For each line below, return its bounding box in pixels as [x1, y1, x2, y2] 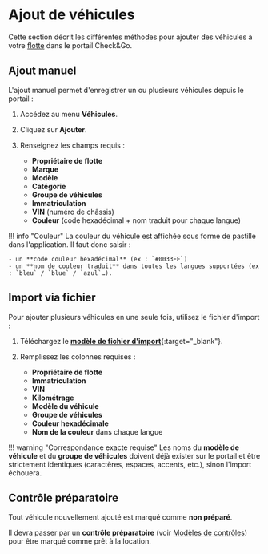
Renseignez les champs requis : [19, 140, 126, 150]
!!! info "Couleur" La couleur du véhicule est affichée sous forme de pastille [8, 231, 256, 241]
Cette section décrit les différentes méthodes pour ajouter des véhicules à [8, 32, 253, 42]
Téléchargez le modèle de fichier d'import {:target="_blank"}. [19, 336, 223, 346]
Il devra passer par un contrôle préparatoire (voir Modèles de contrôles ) [8, 528, 248, 538]
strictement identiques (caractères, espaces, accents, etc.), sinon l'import [8, 459, 252, 469]
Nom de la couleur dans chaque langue [31, 427, 163, 436]
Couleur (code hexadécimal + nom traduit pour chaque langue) [31, 215, 242, 225]
